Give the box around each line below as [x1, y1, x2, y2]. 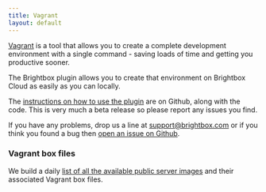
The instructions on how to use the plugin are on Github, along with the [8, 96, 241, 106]
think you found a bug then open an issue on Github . [8, 128, 180, 138]
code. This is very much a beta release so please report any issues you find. [8, 104, 258, 115]
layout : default [8, 19, 62, 27]
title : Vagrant [8, 11, 59, 20]
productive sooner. [8, 57, 70, 67]
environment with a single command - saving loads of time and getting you [8, 49, 253, 58]
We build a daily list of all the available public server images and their [8, 166, 234, 175]
